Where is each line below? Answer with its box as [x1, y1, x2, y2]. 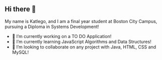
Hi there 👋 [5, 5, 36, 13]
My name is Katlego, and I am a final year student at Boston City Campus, [5, 18, 157, 24]
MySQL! [12, 49, 29, 55]
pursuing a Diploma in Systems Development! [5, 23, 99, 29]
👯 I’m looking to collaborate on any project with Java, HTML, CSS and [12, 43, 156, 50]
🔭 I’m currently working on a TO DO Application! [12, 33, 112, 39]
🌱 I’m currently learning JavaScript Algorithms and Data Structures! [12, 38, 151, 44]
